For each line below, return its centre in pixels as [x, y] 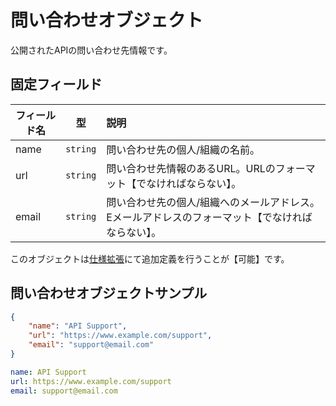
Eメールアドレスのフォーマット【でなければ [209, 217]
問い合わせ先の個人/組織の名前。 [183, 149]
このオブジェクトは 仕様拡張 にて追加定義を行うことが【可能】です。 [150, 258]
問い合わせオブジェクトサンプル [109, 293]
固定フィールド [56, 84]
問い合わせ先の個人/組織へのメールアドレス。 [213, 202]
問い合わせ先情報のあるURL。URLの [191, 168]
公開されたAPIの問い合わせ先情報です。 [91, 50]
